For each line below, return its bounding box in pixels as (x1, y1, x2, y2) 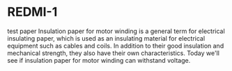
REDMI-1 (7, 4, 58, 20)
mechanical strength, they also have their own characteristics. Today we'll (7, 49, 219, 57)
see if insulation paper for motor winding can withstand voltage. (7, 56, 191, 64)
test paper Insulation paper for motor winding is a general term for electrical (7, 27, 225, 35)
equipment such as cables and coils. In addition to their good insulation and (7, 41, 224, 50)
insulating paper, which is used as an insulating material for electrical (7, 34, 206, 42)
